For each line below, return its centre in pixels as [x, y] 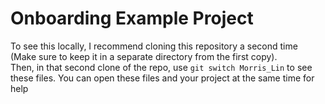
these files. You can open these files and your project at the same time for [162, 78]
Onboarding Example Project [132, 18]
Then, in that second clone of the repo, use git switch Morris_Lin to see [161, 67]
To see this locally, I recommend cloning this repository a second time [154, 46]
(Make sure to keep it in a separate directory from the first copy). [144, 56]
